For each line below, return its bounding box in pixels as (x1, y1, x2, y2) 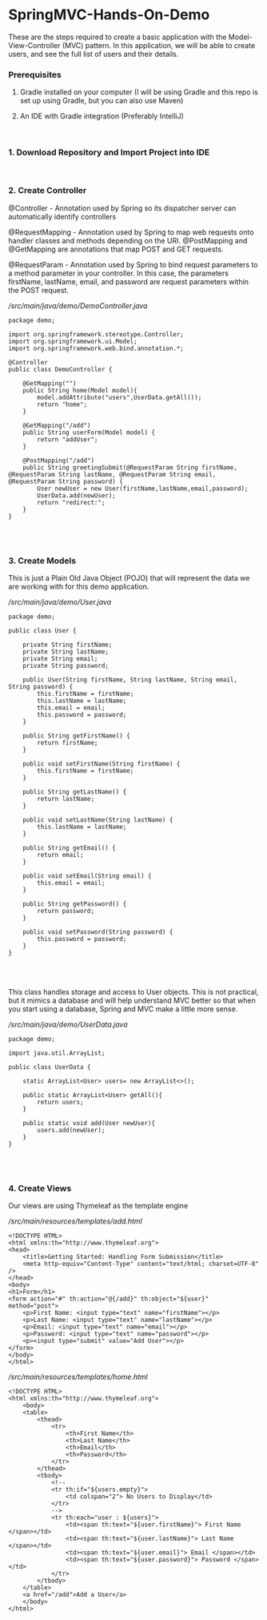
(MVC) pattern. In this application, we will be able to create (62, 40, 256, 50)
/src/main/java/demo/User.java (8, 597, 112, 607)
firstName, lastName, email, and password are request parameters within (8, 276, 249, 286)
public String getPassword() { (22, 900, 127, 908)
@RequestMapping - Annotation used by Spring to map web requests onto (8, 227, 254, 237)
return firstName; (37, 739, 98, 747)
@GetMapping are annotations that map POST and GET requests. (8, 244, 224, 254)
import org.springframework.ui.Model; (8, 337, 137, 345)
